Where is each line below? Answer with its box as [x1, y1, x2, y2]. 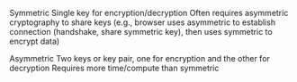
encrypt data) [9, 36, 60, 46]
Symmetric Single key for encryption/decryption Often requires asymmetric [9, 8, 289, 18]
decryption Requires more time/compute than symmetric [9, 62, 220, 73]
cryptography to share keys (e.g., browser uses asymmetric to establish [9, 17, 276, 28]
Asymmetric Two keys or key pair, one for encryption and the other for [9, 53, 270, 63]
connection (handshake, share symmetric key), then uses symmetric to [9, 27, 273, 37]
